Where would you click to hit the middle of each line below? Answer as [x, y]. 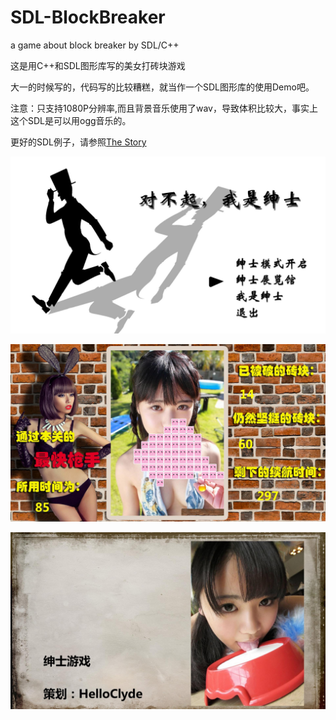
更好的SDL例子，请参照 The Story [78, 142]
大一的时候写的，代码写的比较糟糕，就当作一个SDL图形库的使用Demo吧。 [162, 87]
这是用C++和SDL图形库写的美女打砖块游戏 [98, 65]
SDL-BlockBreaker [88, 17]
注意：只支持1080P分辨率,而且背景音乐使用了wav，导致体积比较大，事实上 [164, 108]
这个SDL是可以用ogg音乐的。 [71, 120]
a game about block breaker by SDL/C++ [95, 45]
